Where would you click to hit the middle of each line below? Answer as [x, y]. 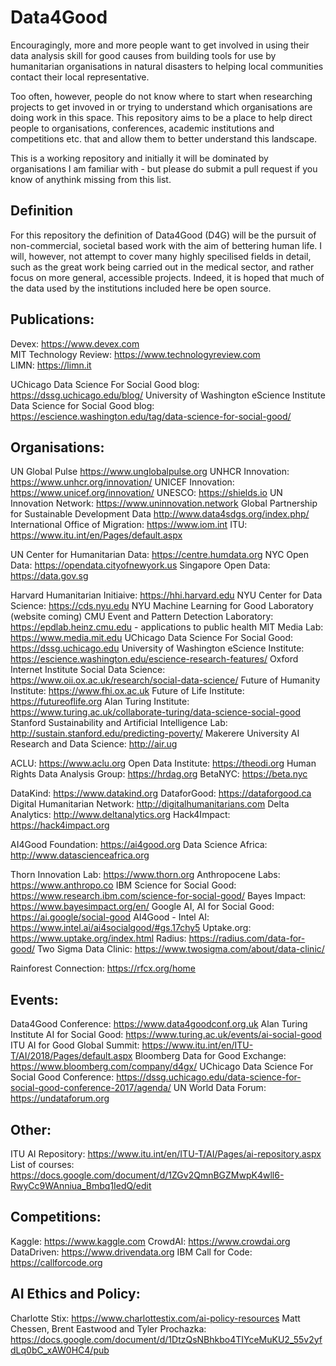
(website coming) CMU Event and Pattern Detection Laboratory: [142, 617]
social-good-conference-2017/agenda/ [91, 1088]
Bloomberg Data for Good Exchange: [210, 1056]
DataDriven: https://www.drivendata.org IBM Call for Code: [131, 1252]
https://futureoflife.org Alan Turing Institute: [100, 702]
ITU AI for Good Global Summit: [75, 1045]
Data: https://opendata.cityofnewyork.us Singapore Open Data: [140, 565]
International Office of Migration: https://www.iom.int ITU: [129, 525]
